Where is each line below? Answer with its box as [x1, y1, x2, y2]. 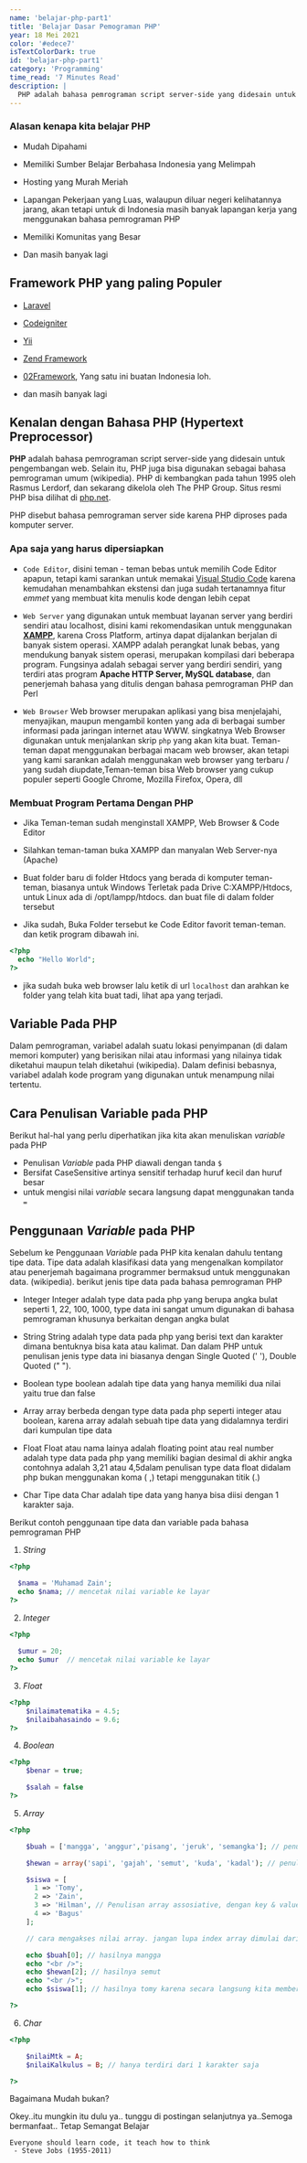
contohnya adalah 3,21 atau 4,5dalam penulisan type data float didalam [22, 1462, 291, 1473]
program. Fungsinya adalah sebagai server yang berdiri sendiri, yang [22, 659, 282, 669]
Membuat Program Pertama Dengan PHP [9, 797, 194, 809]
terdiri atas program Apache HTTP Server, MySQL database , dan [22, 669, 271, 680]
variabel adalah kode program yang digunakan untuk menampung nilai [9, 1069, 275, 1080]
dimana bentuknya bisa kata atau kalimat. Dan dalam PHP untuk [22, 1341, 263, 1352]
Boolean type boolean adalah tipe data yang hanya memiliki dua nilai [22, 1378, 281, 1389]
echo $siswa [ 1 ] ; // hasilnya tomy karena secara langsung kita [26, 1985, 272, 1994]
